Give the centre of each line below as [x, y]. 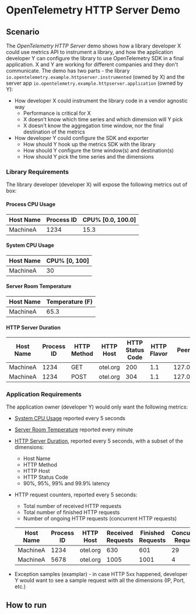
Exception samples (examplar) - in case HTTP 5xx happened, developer [101, 574]
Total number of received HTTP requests [72, 506]
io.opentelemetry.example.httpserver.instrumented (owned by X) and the [95, 77]
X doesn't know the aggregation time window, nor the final [93, 126]
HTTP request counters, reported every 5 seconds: [76, 495]
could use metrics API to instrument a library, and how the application [90, 52]
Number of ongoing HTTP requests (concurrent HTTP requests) [100, 519]
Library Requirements [37, 171]
